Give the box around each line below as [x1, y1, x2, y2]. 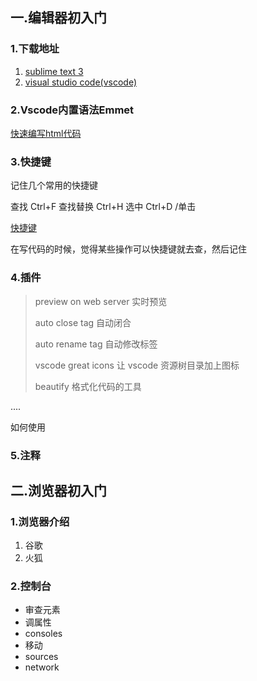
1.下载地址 [10, 42, 60, 56]
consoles [24, 628, 63, 640]
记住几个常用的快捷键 [10, 179, 98, 192]
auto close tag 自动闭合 [34, 316, 132, 328]
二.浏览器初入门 [10, 482, 108, 499]
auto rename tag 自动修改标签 [34, 338, 158, 350]
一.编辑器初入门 [10, 9, 108, 27]
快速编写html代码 [10, 127, 82, 139]
